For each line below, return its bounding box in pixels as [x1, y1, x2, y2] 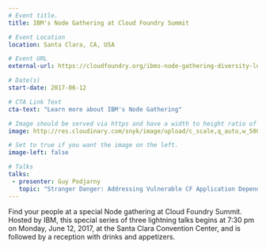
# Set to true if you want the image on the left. [8, 141, 179, 149]
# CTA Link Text [8, 98, 62, 106]
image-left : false [8, 149, 69, 157]
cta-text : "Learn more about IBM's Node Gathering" [8, 105, 182, 113]
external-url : [8, 62, 55, 70]
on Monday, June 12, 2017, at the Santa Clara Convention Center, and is [8, 223, 241, 233]
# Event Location [8, 33, 66, 41]
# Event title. [8, 11, 59, 20]
